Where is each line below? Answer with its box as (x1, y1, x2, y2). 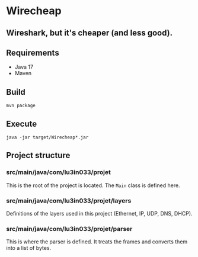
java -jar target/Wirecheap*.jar (6, 134, 89, 140)
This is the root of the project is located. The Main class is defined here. (6, 182, 180, 189)
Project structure (6, 150, 71, 160)
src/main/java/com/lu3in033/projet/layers (6, 197, 132, 205)
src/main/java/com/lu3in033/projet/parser (6, 224, 133, 233)
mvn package (6, 102, 36, 109)
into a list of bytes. (6, 245, 52, 252)
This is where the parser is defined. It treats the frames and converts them (6, 238, 188, 245)
